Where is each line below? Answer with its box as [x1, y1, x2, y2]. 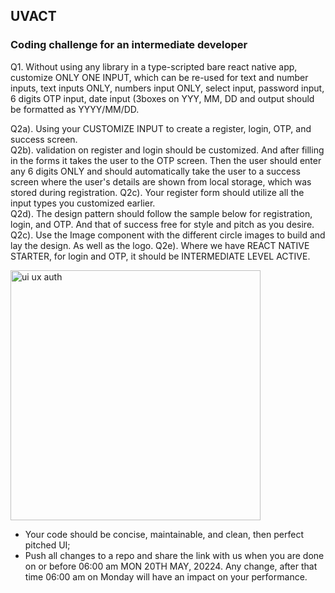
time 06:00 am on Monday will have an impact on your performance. [24, 570, 308, 583]
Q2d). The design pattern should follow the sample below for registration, [10, 207, 313, 219]
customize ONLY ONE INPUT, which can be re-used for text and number [10, 71, 309, 83]
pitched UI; [24, 539, 71, 551]
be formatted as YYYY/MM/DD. [10, 103, 140, 115]
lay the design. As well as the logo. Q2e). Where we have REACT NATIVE [10, 239, 310, 251]
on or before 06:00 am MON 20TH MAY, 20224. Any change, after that [24, 560, 318, 572]
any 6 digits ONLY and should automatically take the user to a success [10, 165, 301, 177]
